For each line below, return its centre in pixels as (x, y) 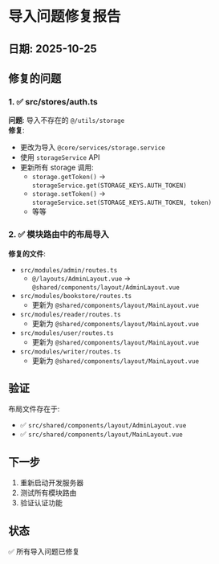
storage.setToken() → (69, 194)
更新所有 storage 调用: (57, 168)
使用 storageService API (60, 157)
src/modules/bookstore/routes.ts (76, 296)
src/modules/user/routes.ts (67, 333)
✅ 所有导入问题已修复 (44, 552)
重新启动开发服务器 (52, 483)
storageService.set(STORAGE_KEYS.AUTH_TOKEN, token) (122, 203)
